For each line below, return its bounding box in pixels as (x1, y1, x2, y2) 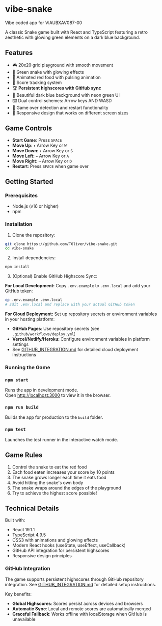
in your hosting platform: (5, 316, 55, 322)
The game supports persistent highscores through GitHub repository (5, 576, 144, 582)
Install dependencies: (12, 255, 56, 261)
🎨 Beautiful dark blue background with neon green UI (12, 92, 120, 98)
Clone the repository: (12, 232, 55, 238)
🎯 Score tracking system (12, 80, 62, 85)
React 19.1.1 (12, 527, 35, 533)
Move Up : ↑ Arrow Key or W (12, 142, 67, 148)
